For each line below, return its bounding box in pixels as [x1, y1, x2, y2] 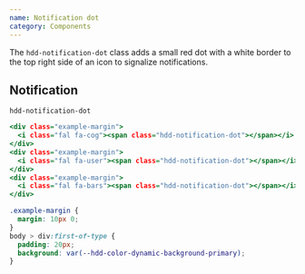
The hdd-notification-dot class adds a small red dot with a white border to [9, 46, 291, 57]
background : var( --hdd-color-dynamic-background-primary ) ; [17, 249, 246, 258]
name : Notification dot [9, 13, 100, 23]
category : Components [9, 22, 92, 31]
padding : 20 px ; [17, 240, 75, 250]
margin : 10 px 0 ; [17, 215, 79, 224]
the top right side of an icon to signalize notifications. [9, 56, 209, 67]
